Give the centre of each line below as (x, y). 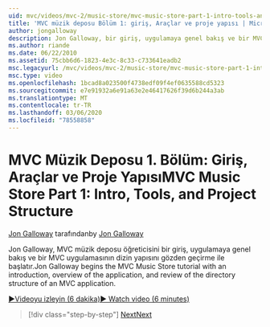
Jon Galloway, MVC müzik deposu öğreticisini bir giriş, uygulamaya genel (130, 249)
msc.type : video (35, 76)
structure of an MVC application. (62, 283)
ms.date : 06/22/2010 (43, 53)
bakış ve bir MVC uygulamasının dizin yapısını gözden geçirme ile (117, 257)
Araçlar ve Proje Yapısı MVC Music (125, 177)
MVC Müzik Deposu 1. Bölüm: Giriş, (128, 160)
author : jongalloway (43, 31)
